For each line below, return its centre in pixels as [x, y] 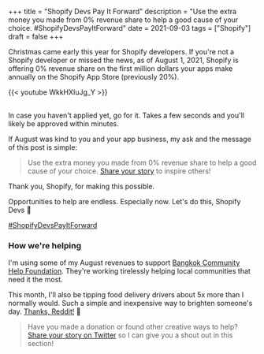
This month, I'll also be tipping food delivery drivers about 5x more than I [126, 295]
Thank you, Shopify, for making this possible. [82, 186]
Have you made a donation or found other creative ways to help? [132, 327]
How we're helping [45, 245]
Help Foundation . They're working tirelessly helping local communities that [129, 271]
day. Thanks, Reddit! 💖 [45, 311]
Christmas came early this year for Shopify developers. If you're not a [121, 52]
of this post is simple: [43, 147]
